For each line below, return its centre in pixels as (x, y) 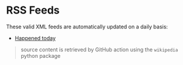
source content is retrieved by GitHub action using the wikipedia (99, 49)
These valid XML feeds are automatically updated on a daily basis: (87, 27)
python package (41, 56)
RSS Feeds (33, 10)
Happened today (35, 38)
